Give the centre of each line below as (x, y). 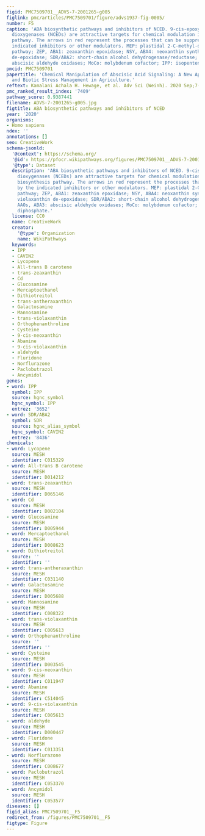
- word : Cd (20, 500)
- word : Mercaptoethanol (38, 534)
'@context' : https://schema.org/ (54, 154)
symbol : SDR (27, 420)
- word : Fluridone (30, 738)
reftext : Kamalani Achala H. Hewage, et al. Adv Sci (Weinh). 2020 (94, 86)
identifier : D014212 (38, 477)
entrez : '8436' (31, 438)
